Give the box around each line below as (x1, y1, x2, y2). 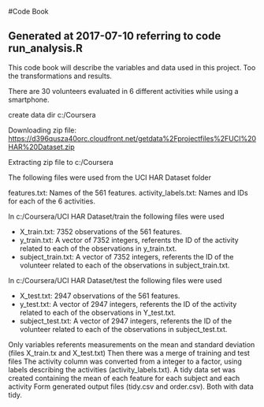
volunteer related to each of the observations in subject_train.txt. (19, 260, 230, 270)
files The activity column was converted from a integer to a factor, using (8, 357, 242, 366)
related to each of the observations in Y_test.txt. (19, 308, 176, 317)
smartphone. (8, 95, 50, 104)
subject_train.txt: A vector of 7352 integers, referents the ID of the (19, 252, 234, 261)
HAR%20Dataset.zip (8, 142, 75, 151)
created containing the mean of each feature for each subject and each (8, 373, 240, 383)
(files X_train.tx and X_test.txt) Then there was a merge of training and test (8, 348, 251, 357)
